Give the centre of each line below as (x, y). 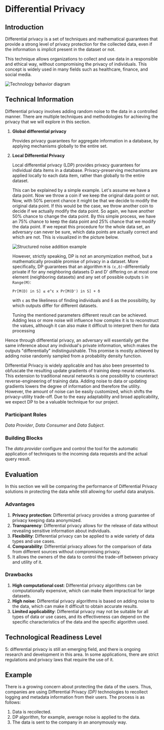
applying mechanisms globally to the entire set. (60, 146)
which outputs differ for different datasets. (55, 305)
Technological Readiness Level (53, 637)
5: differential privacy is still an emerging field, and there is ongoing (73, 649)
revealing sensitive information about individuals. (61, 531)
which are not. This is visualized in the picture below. (65, 237)
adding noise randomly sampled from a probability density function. (73, 356)
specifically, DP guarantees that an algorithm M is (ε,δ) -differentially (81, 267)
